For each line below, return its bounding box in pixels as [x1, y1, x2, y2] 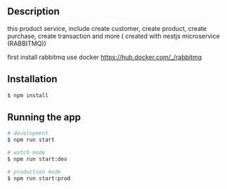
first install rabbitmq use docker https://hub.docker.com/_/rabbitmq [7, 53, 202, 61]
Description [7, 6, 60, 18]
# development [7, 130, 49, 137]
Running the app [7, 111, 81, 123]
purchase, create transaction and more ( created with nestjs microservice [7, 32, 220, 40]
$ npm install [7, 91, 49, 99]
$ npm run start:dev [7, 155, 68, 162]
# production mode [7, 168, 61, 175]
